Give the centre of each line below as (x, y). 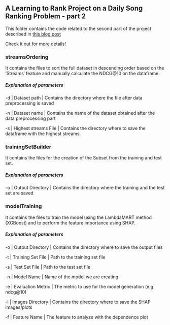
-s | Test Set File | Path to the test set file (48, 267)
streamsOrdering (27, 57)
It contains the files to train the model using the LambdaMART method (79, 217)
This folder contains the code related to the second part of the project (78, 28)
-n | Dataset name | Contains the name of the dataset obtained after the (80, 113)
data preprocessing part (30, 118)
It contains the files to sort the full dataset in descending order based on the (85, 68)
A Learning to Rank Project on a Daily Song (74, 8)
